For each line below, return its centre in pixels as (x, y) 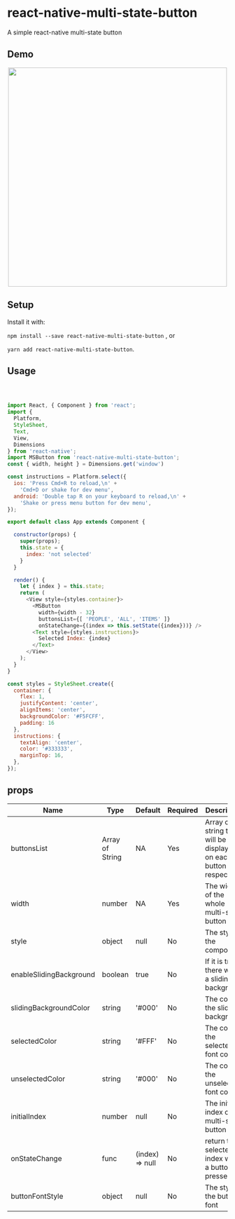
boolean (115, 974)
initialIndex (29, 1116)
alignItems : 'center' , (53, 710)
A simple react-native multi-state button (65, 32)
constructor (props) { (45, 535)
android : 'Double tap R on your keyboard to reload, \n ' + (100, 496)
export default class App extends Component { (76, 522)
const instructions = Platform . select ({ (67, 477)
